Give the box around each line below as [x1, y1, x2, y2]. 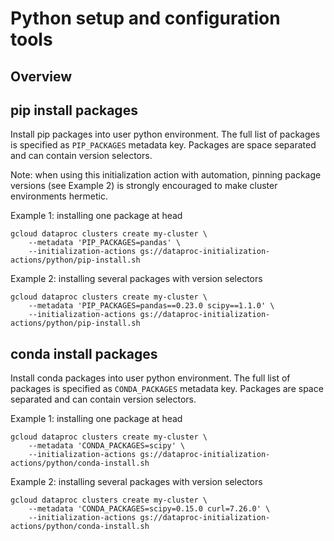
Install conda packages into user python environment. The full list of [10, 372, 291, 384]
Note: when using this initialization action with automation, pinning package [10, 169, 322, 181]
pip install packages [10, 102, 138, 119]
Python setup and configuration [10, 7, 281, 30]
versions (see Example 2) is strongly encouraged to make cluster [10, 180, 278, 192]
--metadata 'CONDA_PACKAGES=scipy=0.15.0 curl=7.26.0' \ [28, 504, 271, 514]
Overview [10, 68, 73, 85]
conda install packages [10, 345, 158, 362]
